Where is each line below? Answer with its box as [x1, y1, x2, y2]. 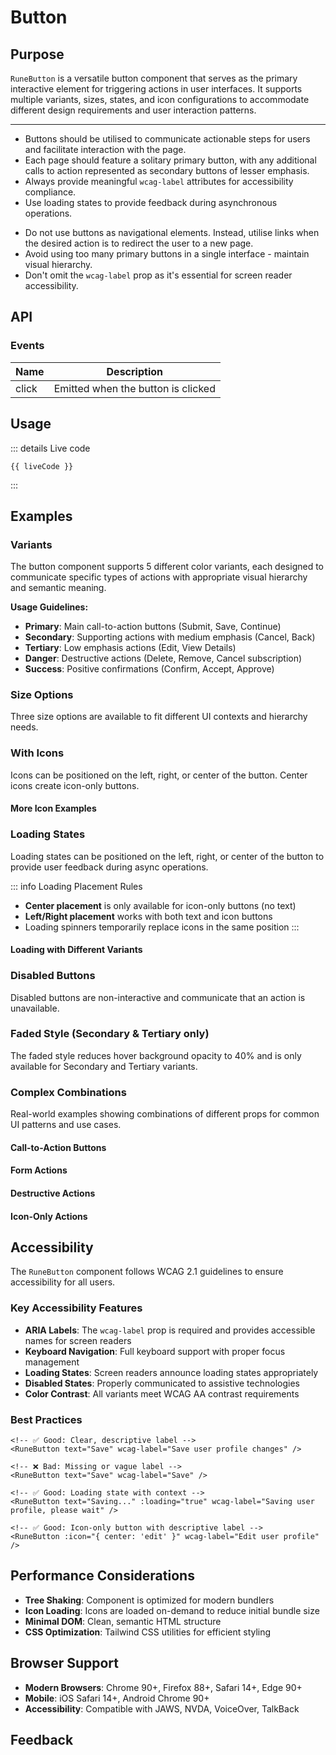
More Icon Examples [10, 802, 97, 815]
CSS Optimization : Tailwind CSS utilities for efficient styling [24, 1626, 272, 1638]
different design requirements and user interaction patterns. [10, 104, 257, 116]
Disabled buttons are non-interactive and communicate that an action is [10, 991, 306, 1003]
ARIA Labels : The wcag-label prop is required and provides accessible [24, 1324, 316, 1336]
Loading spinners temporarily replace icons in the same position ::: [24, 921, 300, 933]
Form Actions [10, 1164, 68, 1176]
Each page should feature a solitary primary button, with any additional [24, 154, 317, 166]
